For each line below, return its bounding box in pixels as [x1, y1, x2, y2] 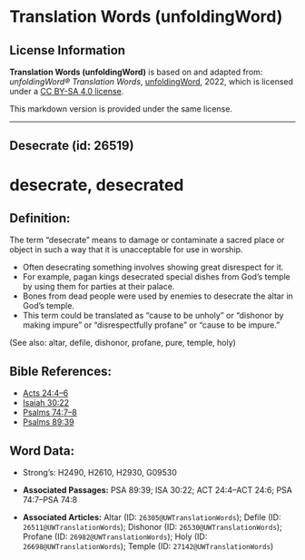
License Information [9, 43, 125, 58]
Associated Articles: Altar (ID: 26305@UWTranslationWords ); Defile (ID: [22, 512, 281, 523]
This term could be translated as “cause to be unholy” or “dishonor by [22, 310, 284, 321]
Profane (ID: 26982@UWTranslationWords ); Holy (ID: [22, 531, 208, 542]
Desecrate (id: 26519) [9, 138, 134, 153]
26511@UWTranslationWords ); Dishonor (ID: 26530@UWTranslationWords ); [22, 522, 283, 533]
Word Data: [9, 443, 75, 458]
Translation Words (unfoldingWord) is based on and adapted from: [9, 66, 263, 77]
